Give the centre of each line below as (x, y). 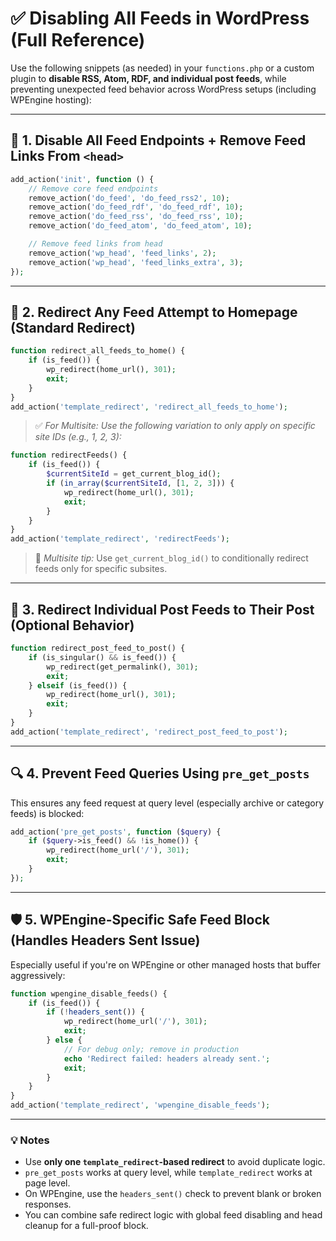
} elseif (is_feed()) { (78, 685)
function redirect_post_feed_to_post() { (98, 648)
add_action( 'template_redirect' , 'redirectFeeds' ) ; (120, 539)
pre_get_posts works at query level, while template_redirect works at (168, 1173)
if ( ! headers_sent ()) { (95, 1012)
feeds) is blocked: (47, 813)
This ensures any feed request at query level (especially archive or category (167, 803)
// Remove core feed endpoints (93, 188)
